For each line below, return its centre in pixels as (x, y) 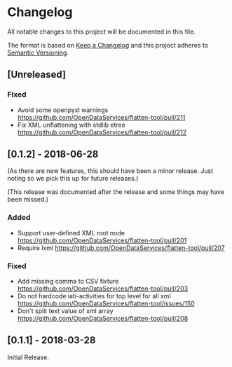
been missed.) (28, 200)
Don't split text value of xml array (65, 311)
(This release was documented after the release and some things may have (116, 192)
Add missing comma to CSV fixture (68, 282)
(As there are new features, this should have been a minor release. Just (110, 171)
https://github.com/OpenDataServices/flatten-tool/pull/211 (101, 117)
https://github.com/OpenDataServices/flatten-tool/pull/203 (103, 289)
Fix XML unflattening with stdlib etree (71, 125)
